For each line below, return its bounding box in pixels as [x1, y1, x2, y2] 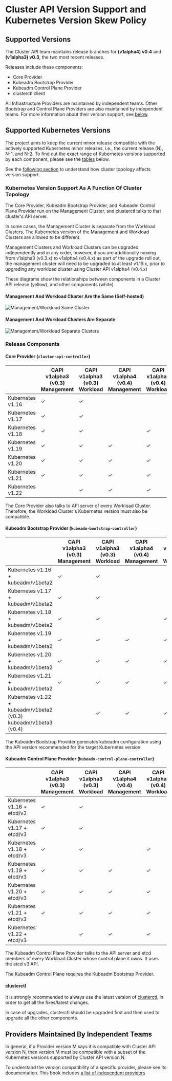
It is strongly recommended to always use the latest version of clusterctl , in [5, 994, 164, 1000]
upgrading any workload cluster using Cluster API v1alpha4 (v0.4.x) [5, 266, 147, 272]
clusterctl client [12, 90, 46, 96]
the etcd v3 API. [5, 961, 39, 967]
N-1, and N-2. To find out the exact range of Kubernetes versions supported [5, 151, 165, 157]
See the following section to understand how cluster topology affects [5, 166, 151, 172]
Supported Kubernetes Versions [5, 126, 111, 135]
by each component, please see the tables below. [5, 156, 110, 162]
